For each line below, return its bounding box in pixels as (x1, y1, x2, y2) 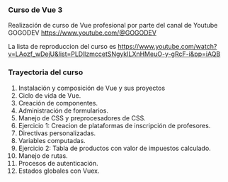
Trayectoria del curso (8, 67, 84, 77)
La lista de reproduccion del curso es (8, 42, 116, 51)
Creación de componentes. (18, 98, 98, 107)
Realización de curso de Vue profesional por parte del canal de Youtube (8, 21, 218, 30)
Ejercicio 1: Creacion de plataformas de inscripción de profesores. (18, 121, 211, 130)
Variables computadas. (18, 136, 86, 144)
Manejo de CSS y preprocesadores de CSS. (18, 113, 146, 122)
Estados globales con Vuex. (18, 166, 100, 175)
